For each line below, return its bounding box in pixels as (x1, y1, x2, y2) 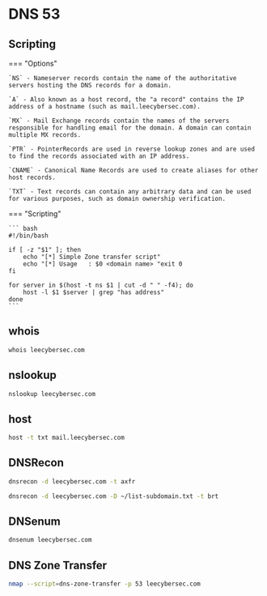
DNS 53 (8, 5, 61, 23)
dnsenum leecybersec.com (8, 536, 92, 544)
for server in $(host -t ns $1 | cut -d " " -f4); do (8, 281, 194, 289)
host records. (8, 173, 57, 181)
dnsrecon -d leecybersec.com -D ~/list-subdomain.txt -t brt (8, 492, 219, 500)
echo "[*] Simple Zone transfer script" (23, 253, 161, 261)
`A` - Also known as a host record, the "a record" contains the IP (8, 96, 244, 104)
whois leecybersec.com (8, 346, 85, 354)
